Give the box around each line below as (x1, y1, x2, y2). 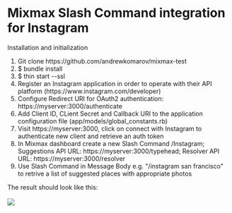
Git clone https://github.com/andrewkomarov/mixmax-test (17, 56, 187, 65)
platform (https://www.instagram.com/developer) (17, 87, 161, 95)
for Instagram (7, 20, 89, 36)
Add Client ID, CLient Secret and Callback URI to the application (17, 109, 204, 118)
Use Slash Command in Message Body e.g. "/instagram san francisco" (17, 162, 224, 170)
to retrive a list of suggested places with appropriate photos (17, 169, 192, 178)
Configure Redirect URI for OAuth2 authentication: (17, 94, 164, 103)
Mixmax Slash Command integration (7, 5, 226, 21)
